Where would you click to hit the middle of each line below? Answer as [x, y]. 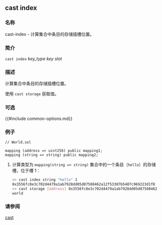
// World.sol [18, 142]
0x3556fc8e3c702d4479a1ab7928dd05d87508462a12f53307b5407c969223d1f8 [84, 184]
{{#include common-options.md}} [39, 119]
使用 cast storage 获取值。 [32, 94]
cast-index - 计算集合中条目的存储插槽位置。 [50, 34]
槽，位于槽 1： [26, 170]
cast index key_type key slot [33, 59]
